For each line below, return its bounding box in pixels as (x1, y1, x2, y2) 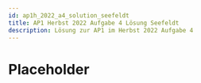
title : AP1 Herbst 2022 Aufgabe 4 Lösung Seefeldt (8, 19, 180, 27)
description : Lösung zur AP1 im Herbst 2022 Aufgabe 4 (8, 26, 194, 34)
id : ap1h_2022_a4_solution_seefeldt (8, 11, 129, 20)
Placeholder (8, 60, 90, 78)
